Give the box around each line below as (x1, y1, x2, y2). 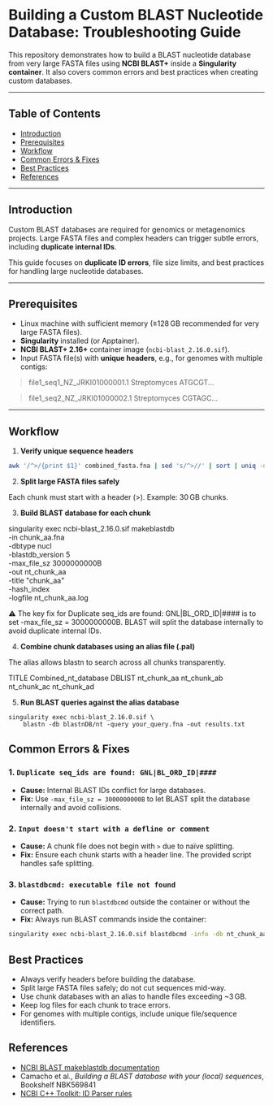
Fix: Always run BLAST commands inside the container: (19, 914, 207, 924)
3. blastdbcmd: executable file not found (8, 878, 176, 890)
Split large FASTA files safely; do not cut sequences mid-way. (19, 983, 227, 993)
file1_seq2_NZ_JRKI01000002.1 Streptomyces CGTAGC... (28, 393, 218, 403)
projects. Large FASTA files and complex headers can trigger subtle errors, (8, 233, 258, 243)
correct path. (19, 906, 64, 916)
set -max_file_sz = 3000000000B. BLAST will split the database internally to (8, 618, 264, 627)
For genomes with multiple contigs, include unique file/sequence (19, 1009, 237, 1019)
